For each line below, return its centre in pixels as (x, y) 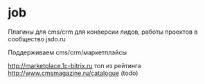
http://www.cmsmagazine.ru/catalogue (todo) (73, 73)
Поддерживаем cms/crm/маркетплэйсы (68, 52)
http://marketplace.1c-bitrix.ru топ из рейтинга (74, 65)
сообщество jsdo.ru (37, 39)
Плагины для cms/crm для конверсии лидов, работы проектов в (103, 32)
